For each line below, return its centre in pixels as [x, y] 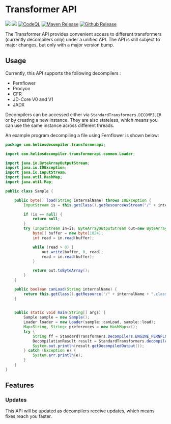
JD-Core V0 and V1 [33, 99]
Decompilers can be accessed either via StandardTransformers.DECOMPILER [83, 114]
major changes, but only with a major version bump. [60, 45]
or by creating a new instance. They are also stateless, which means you [81, 120]
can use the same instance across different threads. [60, 125]
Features [20, 386]
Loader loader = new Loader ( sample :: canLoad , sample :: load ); [90, 322]
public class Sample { [29, 191]
